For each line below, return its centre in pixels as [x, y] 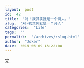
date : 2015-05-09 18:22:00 [34, 46]
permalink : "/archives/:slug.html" [42, 37]
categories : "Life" [26, 28]
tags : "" [15, 32]
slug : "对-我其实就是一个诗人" [34, 23]
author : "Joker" [23, 42]
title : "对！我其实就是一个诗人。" [38, 19]
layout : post [20, 10]
